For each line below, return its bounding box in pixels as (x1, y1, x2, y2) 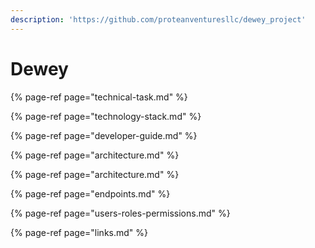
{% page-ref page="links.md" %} (10, 226, 149, 238)
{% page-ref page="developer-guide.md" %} (10, 129, 198, 141)
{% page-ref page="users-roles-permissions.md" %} (10, 207, 231, 219)
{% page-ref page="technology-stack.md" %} (10, 110, 202, 122)
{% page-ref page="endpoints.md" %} (10, 187, 171, 200)
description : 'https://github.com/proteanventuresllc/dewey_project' (10, 14, 307, 25)
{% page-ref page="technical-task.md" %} (10, 91, 188, 103)
